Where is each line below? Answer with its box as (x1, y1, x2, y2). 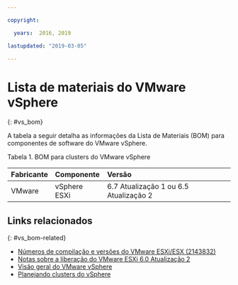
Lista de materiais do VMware (7, 79, 186, 95)
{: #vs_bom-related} (7, 234, 67, 242)
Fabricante (11, 170, 48, 180)
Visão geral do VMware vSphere (17, 262, 113, 271)
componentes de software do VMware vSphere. (7, 139, 147, 148)
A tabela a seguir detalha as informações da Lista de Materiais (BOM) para (7, 131, 225, 140)
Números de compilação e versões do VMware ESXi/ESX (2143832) (17, 247, 216, 256)
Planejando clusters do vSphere (17, 270, 111, 279)
